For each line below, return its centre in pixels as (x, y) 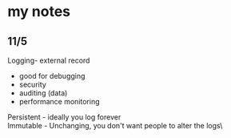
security (33, 84)
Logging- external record (49, 60)
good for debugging (52, 76)
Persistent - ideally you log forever (64, 117)
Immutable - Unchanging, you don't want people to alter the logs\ (115, 126)
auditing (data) (43, 93)
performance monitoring (59, 101)
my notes (39, 12)
